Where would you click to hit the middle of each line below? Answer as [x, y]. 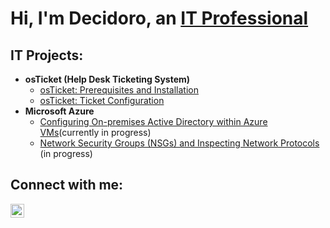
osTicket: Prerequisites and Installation [119, 90]
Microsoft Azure [59, 111]
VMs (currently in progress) [95, 132]
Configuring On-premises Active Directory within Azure [153, 121]
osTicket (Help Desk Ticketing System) [107, 79]
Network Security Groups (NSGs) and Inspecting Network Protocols [179, 143]
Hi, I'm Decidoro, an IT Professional [159, 18]
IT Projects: [47, 55]
